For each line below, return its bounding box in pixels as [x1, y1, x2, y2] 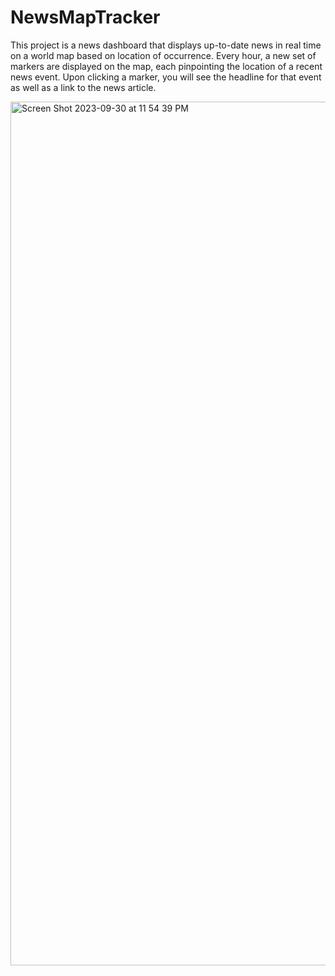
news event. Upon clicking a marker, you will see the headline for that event [10, 71, 322, 83]
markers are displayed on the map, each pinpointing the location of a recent [10, 60, 323, 72]
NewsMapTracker [10, 6, 161, 29]
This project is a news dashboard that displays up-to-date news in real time [10, 39, 322, 51]
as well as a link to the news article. [10, 81, 157, 93]
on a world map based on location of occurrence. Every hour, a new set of [10, 49, 317, 61]
